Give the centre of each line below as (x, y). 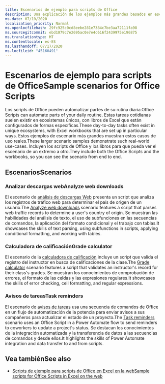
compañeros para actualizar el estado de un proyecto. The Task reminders (80, 317)
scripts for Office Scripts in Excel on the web (57, 376)
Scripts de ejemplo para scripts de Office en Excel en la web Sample (81, 371)
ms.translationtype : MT (29, 37)
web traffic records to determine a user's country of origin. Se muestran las (82, 213)
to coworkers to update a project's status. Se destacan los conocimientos (80, 327)
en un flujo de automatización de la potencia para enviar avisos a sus (75, 312)
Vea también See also (38, 359)
